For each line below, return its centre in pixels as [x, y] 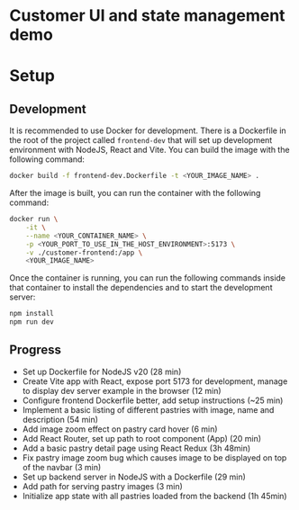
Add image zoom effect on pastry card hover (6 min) [120, 429]
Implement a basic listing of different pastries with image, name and [148, 409]
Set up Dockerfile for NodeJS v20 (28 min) [102, 371]
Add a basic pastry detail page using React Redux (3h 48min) [136, 448]
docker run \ [34, 219]
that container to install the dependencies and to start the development [141, 288]
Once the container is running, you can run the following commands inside [148, 278]
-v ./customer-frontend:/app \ [84, 253]
